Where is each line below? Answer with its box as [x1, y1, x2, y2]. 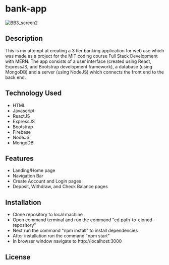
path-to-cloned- [120, 217, 155, 223]
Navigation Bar [12, 173, 44, 179]
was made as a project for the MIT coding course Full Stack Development [5, 53, 158, 59]
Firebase [12, 129, 31, 135]
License [5, 252, 31, 261]
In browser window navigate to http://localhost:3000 [12, 238, 122, 244]
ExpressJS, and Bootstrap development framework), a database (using [5, 63, 153, 69]
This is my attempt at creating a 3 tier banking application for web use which [5, 47, 164, 53]
